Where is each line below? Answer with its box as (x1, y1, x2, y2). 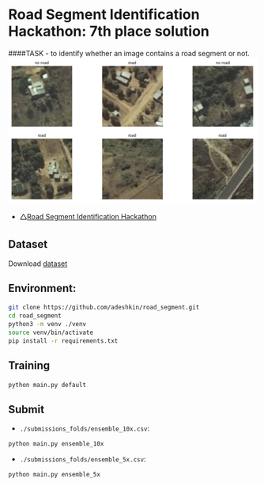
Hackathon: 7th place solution (8, 22, 209, 40)
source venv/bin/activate (8, 328, 93, 336)
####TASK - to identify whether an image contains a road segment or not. (8, 48, 251, 58)
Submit (8, 402, 45, 416)
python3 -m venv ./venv (8, 321, 87, 328)
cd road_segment (8, 312, 62, 320)
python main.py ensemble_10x (8, 440, 104, 448)
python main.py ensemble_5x (8, 471, 101, 479)
